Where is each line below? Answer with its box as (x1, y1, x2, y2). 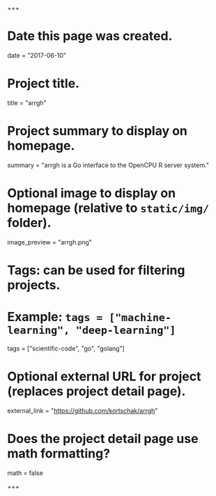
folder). (7, 215, 52, 231)
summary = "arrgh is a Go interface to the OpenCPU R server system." (7, 161, 210, 169)
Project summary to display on (7, 123, 188, 139)
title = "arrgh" (7, 98, 47, 107)
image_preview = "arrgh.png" (7, 238, 93, 246)
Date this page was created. (7, 29, 173, 44)
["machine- (109, 311, 172, 325)
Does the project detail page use (7, 431, 199, 447)
